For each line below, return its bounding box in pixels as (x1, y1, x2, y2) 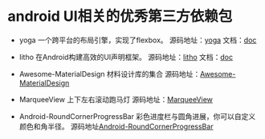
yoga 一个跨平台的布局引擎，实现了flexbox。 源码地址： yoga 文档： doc (18, 35, 257, 45)
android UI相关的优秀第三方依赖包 (7, 7, 233, 26)
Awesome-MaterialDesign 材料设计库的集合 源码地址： (18, 69, 201, 78)
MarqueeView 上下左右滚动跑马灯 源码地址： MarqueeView (18, 94, 214, 104)
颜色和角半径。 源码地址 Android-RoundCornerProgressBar (18, 121, 214, 131)
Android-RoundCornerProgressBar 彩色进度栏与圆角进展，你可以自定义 (18, 111, 256, 121)
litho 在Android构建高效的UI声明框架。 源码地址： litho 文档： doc (18, 52, 234, 62)
